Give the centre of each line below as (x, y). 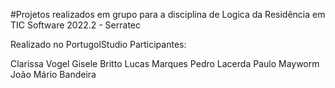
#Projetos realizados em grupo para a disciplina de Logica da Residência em (168, 14)
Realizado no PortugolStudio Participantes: (98, 44)
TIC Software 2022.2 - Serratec (75, 25)
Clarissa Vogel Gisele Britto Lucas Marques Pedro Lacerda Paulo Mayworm (165, 63)
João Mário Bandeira (53, 74)
